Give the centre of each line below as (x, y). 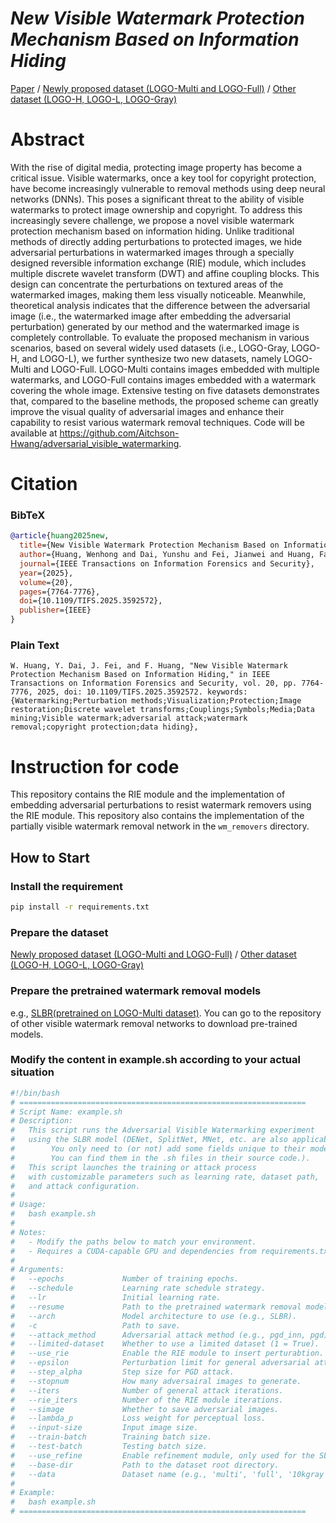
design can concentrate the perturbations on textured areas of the (147, 284)
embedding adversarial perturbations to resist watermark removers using (161, 805)
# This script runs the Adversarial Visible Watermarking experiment (162, 1130)
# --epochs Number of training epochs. (125, 1279)
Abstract (47, 139)
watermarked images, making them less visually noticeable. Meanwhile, (158, 294)
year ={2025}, (46, 573)
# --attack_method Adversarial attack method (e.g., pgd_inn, (158, 1335)
